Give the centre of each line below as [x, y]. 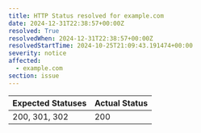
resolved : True [34, 31]
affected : [25, 61]
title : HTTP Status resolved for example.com [86, 16]
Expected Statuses [50, 103]
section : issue [34, 76]
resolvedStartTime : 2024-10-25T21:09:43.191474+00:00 [101, 46]
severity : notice [38, 53]
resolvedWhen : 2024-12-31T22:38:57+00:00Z [81, 38]
